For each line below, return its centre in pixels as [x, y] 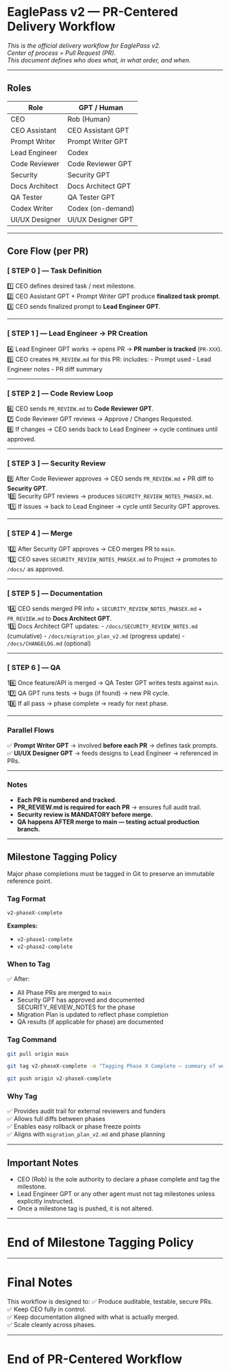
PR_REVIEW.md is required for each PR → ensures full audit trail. [109, 807]
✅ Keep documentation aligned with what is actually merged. [93, 1317]
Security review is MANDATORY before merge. [85, 814]
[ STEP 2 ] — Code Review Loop [60, 393]
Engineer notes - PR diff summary [55, 369]
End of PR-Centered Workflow [95, 1359]
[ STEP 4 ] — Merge [40, 533]
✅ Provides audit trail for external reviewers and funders [86, 1111]
